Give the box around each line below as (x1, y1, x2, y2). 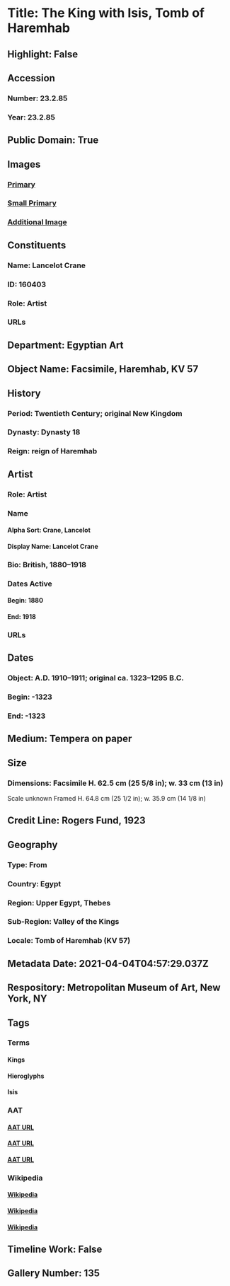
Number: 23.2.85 (7, 93, 68, 103)
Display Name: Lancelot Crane (7, 542, 99, 550)
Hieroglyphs (7, 1072, 45, 1080)
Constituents (7, 239, 67, 251)
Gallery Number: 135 (7, 1268, 100, 1280)
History (7, 387, 41, 399)
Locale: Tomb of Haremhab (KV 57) (7, 936, 131, 946)
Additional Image (7, 217, 67, 227)
